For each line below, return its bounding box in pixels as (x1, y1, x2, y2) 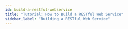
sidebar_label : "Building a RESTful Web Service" (5, 16, 111, 21)
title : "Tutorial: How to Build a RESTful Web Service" (5, 12, 124, 17)
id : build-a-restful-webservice (5, 7, 72, 12)
